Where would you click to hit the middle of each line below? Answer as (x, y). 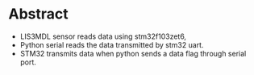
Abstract (38, 14)
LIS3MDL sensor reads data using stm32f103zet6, (103, 36)
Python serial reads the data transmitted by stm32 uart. (112, 44)
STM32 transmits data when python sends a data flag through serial (133, 53)
